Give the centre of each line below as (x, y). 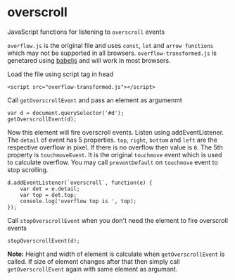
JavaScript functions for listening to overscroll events (86, 32)
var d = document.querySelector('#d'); (66, 113)
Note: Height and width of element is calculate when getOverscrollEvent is (116, 254)
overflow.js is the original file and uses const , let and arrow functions (110, 45)
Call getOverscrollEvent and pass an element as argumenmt (95, 100)
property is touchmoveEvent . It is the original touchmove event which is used (115, 154)
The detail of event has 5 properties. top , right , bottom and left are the (113, 140)
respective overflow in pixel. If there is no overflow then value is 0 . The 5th (115, 147)
